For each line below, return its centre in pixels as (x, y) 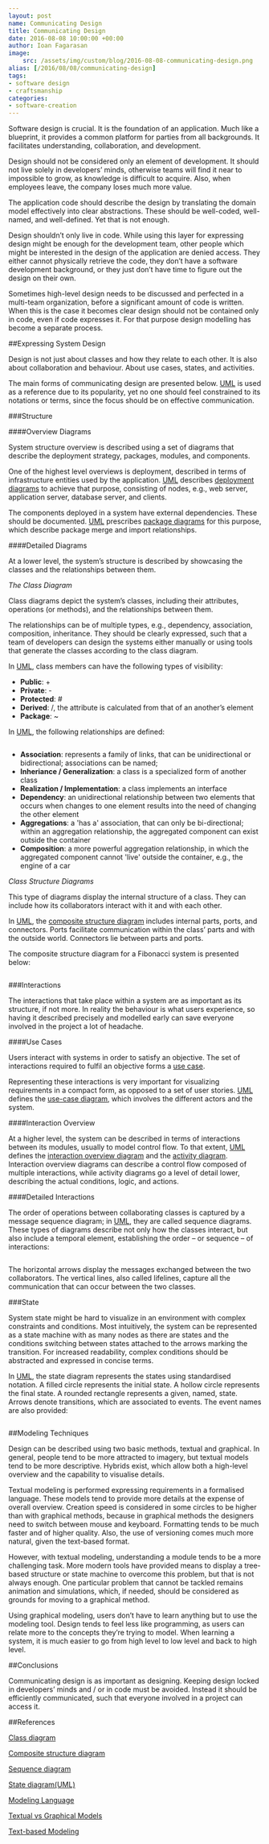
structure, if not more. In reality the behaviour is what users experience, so (132, 1009)
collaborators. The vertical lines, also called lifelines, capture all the (120, 1278)
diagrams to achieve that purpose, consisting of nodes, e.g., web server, (128, 489)
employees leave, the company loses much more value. (100, 187)
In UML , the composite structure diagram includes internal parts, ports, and (133, 921)
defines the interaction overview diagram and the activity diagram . (118, 1156)
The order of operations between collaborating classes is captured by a (127, 1212)
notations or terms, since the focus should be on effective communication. (131, 400)
